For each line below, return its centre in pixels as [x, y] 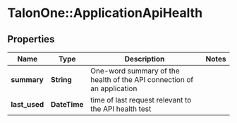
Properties [31, 39]
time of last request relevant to [141, 100]
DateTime [67, 104]
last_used [28, 104]
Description [145, 59]
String [61, 80]
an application [114, 88]
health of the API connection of [142, 80]
